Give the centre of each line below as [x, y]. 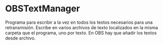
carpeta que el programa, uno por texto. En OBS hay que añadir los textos [81, 33]
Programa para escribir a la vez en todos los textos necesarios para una [79, 22]
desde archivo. [20, 38]
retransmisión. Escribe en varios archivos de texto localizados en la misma [82, 27]
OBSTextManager [43, 9]
